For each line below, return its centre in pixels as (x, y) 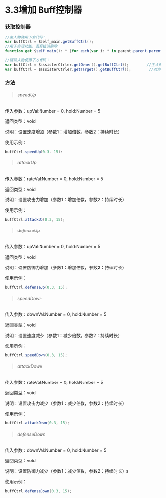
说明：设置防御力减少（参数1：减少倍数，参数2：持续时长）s (67, 471)
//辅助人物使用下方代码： (28, 60)
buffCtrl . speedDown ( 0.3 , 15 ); (36, 355)
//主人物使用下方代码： (26, 38)
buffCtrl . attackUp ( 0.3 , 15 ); (35, 219)
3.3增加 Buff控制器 (43, 10)
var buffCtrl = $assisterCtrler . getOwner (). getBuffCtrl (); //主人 (82, 65)
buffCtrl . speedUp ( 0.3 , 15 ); (34, 152)
